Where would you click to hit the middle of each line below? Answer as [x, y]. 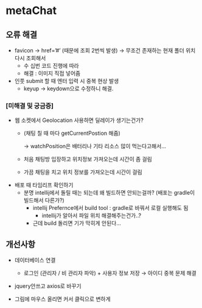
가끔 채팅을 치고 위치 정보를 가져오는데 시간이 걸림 [83, 172]
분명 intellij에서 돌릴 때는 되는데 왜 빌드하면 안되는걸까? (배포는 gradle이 [109, 193]
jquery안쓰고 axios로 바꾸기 [48, 286]
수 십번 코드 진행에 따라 [51, 66]
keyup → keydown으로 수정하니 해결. [68, 88]
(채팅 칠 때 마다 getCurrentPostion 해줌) [72, 133]
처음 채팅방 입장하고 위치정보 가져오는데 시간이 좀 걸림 [88, 159]
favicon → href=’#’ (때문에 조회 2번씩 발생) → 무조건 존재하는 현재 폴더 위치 [105, 50]
